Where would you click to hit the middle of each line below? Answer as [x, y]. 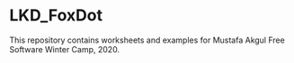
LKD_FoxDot [56, 16]
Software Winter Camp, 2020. [64, 49]
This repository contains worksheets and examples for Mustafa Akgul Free [147, 40]
